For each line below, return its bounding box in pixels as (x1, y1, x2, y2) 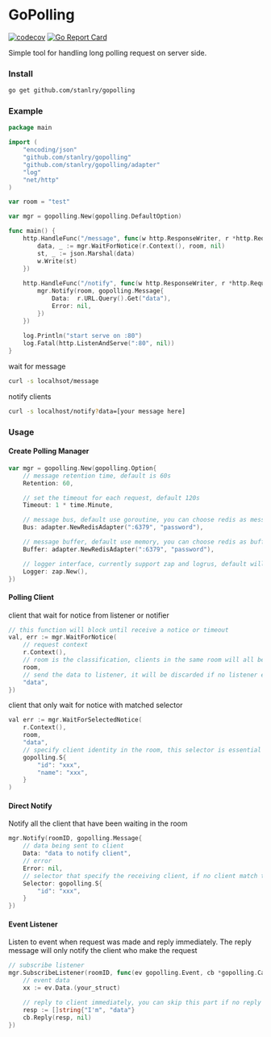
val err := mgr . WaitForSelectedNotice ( (8, 716, 143, 724)
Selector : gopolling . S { (23, 879, 103, 888)
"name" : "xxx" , (37, 768, 89, 777)
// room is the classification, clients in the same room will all (23, 656, 254, 664)
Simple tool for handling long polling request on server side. (8, 48, 207, 57)
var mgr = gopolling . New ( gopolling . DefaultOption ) (8, 212, 182, 221)
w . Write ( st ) (37, 256, 78, 265)
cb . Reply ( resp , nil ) (23, 1014, 92, 1022)
